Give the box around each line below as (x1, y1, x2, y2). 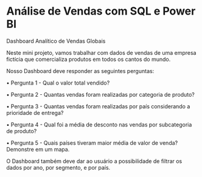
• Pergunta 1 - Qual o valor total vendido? (6, 79, 110, 86)
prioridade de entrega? (6, 109, 64, 116)
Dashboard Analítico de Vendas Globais (6, 37, 106, 44)
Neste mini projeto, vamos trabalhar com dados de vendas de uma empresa (6, 49, 197, 56)
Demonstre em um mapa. (6, 145, 70, 153)
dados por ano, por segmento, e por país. (6, 164, 111, 171)
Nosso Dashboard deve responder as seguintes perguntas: (6, 67, 155, 74)
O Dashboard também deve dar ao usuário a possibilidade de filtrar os (6, 157, 183, 165)
